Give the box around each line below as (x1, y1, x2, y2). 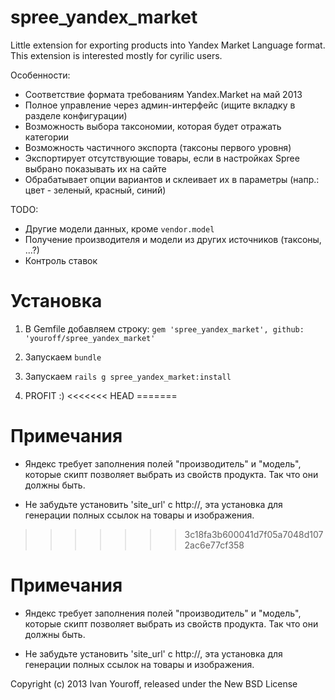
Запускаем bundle (24, 351, 102, 363)
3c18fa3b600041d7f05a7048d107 (184, 528, 324, 540)
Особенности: (10, 69, 71, 81)
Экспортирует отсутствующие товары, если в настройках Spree (24, 152, 300, 164)
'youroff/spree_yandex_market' (24, 333, 156, 343)
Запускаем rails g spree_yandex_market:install (24, 370, 232, 382)
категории (24, 131, 70, 143)
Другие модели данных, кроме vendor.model (24, 222, 215, 235)
